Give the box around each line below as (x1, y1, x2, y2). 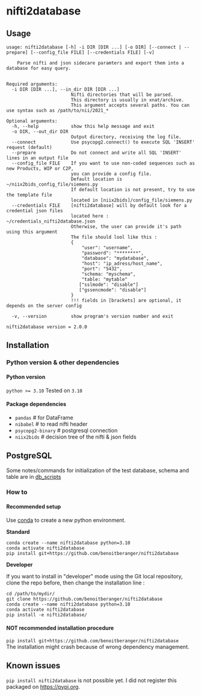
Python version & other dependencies (6, 358, 119, 367)
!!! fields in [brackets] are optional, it (70, 297, 182, 303)
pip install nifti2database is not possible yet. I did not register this (6, 677, 177, 684)
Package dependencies (6, 400, 67, 408)
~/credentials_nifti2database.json (6, 218, 96, 224)
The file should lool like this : (70, 234, 158, 240)
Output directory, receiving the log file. (70, 134, 182, 140)
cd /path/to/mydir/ (6, 590, 55, 596)
